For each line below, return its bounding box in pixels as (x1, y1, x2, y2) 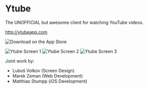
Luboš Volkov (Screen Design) (12, 68, 74, 74)
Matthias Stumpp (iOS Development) (12, 78, 88, 84)
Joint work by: (5, 58, 35, 64)
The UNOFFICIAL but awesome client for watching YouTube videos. (5, 19, 144, 25)
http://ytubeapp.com (5, 29, 48, 35)
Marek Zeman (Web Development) (12, 73, 83, 79)
